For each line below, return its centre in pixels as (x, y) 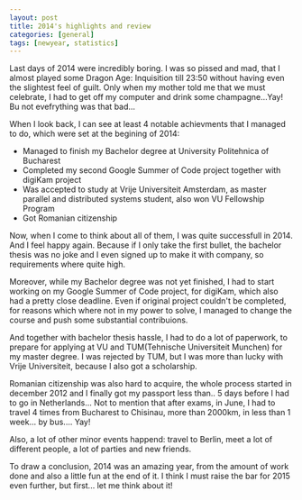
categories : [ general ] (52, 34)
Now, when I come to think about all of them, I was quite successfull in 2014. (151, 236)
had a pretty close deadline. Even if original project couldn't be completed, (148, 301)
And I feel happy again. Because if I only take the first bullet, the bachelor (146, 245)
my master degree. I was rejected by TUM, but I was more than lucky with (146, 357)
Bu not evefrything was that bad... (73, 107)
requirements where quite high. (68, 264)
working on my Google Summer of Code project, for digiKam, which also (144, 291)
